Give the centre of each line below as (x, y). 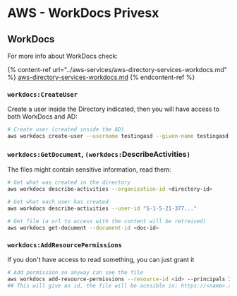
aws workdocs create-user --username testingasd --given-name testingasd (118, 136)
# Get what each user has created (58, 202)
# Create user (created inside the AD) (66, 130)
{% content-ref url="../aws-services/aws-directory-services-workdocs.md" (117, 70)
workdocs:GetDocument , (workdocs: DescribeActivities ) (99, 154)
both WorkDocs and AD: (42, 117)
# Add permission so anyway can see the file (75, 272)
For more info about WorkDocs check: (63, 56)
